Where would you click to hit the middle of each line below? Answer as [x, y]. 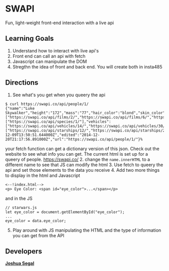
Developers [24, 251]
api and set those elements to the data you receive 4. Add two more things [82, 170]
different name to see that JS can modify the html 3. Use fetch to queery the [84, 165]
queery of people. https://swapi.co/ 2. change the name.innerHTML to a [78, 159]
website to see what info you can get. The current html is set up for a [77, 154]
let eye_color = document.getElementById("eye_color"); [65, 212]
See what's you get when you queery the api [59, 95]
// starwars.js [21, 208]
